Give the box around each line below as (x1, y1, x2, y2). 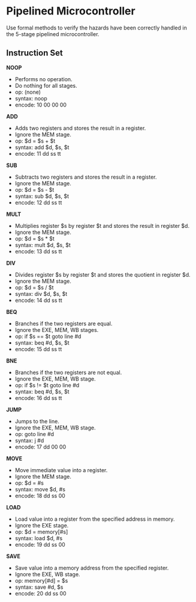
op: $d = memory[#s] (14, 528, 68, 535)
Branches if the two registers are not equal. (14, 369, 122, 376)
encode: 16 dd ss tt (14, 394, 62, 401)
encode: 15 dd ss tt (14, 345, 62, 352)
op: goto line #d (14, 430, 55, 437)
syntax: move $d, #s (14, 485, 66, 493)
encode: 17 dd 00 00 (14, 443, 67, 450)
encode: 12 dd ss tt (14, 198, 62, 206)
